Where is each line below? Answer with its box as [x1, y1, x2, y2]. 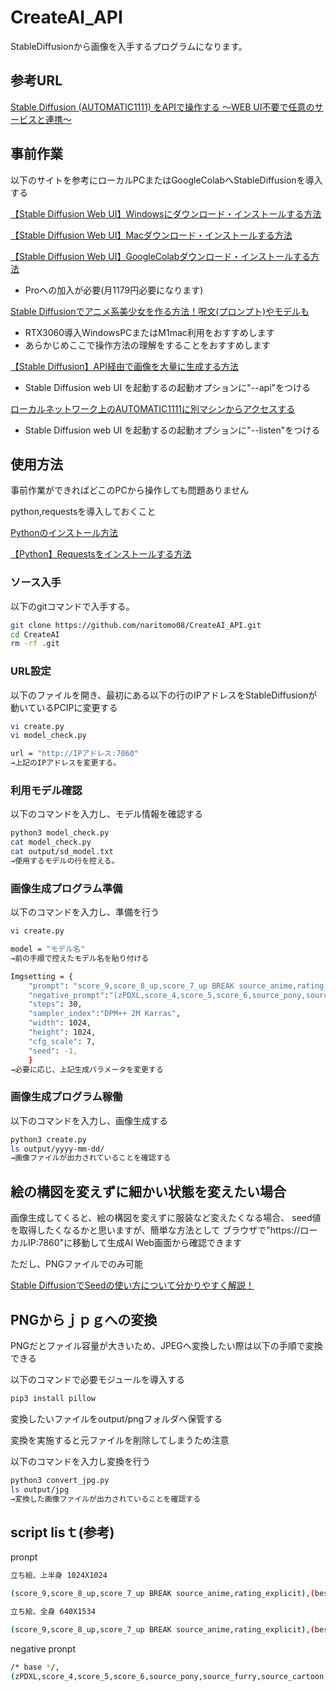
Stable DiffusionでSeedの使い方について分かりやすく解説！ [10, 1279, 255, 1291]
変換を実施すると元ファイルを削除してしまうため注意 [10, 1434, 230, 1446]
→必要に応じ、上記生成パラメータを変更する [10, 1064, 164, 1075]
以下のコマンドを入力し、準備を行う [10, 906, 160, 918]
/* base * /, [10, 1662, 60, 1672]
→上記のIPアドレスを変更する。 [10, 758, 122, 768]
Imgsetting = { [10, 971, 74, 981]
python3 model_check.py [10, 828, 110, 838]
